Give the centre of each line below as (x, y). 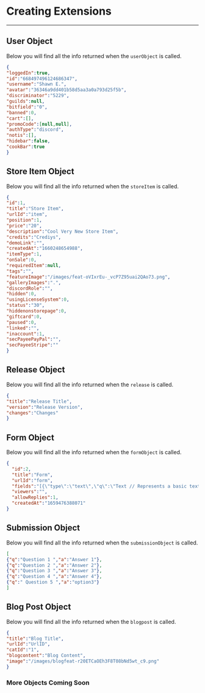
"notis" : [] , (21, 136)
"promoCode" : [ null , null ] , (39, 124)
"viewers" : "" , (30, 492)
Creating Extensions (59, 11)
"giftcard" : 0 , (24, 317)
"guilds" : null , (26, 101)
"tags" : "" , (20, 271)
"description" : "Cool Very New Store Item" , (63, 231)
